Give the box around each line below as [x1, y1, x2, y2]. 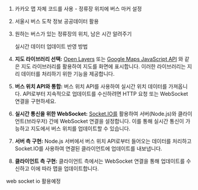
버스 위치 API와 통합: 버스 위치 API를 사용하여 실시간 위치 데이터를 [14, 83, 167, 90]
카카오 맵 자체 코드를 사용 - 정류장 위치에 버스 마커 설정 [14, 5, 142, 12]
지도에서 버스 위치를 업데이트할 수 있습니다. [30, 125, 130, 132]
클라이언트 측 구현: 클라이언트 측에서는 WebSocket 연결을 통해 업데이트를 [14, 157, 185, 165]
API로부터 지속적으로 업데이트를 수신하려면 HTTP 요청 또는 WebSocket [23, 91, 189, 97]
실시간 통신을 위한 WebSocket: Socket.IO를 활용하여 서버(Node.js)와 [14, 110, 177, 117]
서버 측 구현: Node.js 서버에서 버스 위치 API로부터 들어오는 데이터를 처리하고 [14, 138, 192, 144]
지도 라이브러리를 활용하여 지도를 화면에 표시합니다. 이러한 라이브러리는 [21, 63, 186, 70]
